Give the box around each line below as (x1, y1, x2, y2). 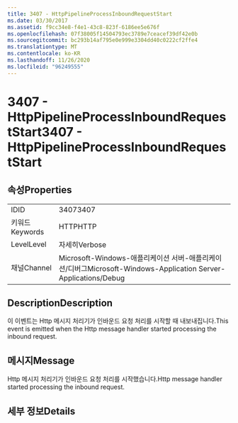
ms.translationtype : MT (7, 43, 78, 50)
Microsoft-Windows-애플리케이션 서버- (58, 253, 190, 263)
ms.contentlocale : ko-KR (7, 50, 81, 57)
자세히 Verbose (58, 239, 107, 249)
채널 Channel (11, 263, 52, 273)
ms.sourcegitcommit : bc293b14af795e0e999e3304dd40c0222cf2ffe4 (7, 37, 198, 44)
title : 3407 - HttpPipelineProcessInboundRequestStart (7, 10, 173, 18)
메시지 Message (7, 354, 75, 366)
